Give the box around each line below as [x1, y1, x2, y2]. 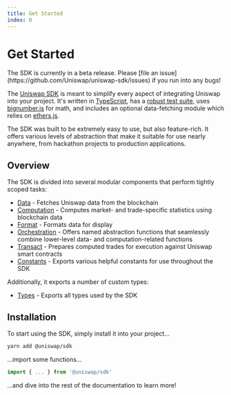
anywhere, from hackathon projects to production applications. [7, 139, 186, 148]
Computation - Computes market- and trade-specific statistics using [17, 206, 212, 214]
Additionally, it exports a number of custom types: [7, 278, 150, 286]
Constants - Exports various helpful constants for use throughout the [17, 257, 214, 265]
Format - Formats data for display [17, 221, 113, 229]
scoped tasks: [7, 185, 48, 194]
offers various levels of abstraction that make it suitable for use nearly [7, 132, 206, 141]
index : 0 [7, 17, 32, 23]
